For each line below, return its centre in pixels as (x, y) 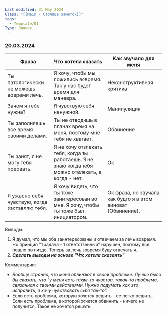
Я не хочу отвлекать (78, 147)
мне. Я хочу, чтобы (76, 205)
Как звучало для (133, 59)
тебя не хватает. (73, 139)
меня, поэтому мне (77, 133)
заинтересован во (76, 199)
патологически (26, 83)
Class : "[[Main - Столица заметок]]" (44, 14)
